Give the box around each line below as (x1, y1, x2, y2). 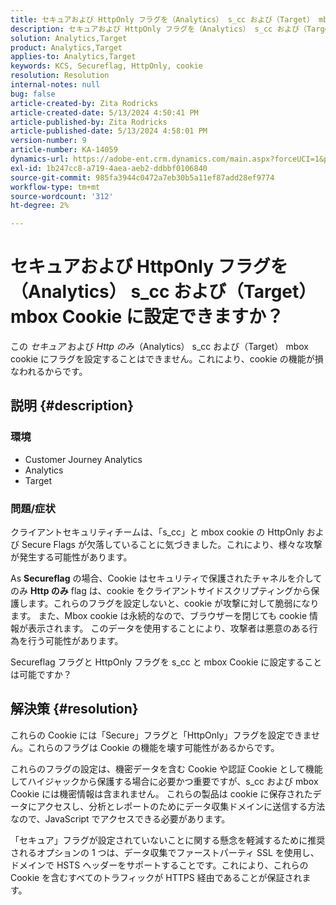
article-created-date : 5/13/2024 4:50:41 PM (10, 107, 199, 118)
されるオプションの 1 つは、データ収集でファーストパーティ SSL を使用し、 (10, 846, 320, 858)
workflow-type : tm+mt (10, 182, 101, 192)
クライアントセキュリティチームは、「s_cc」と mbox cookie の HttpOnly (10, 526, 305, 538)
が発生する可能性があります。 (10, 551, 133, 563)
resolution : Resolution (10, 71, 110, 81)
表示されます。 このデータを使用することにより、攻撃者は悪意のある (27, 622, 310, 635)
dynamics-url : (10, 154, 70, 164)
